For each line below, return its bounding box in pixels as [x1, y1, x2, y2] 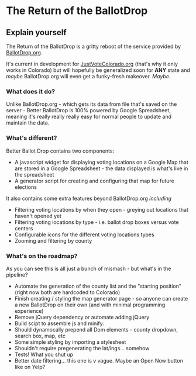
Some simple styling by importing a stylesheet [14, 338, 126, 346]
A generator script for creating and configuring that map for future [14, 177, 174, 184]
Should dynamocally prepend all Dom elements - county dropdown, [14, 326, 178, 333]
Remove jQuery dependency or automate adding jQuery [14, 313, 150, 320]
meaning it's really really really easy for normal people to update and [6, 113, 171, 120]
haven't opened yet [14, 212, 61, 219]
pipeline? [6, 271, 28, 278]
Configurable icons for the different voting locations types [14, 231, 154, 238]
